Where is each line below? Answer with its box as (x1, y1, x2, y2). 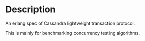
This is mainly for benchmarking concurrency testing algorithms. (5, 30, 140, 36)
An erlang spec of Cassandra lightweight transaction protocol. (5, 20, 135, 26)
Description (5, 4, 56, 15)
